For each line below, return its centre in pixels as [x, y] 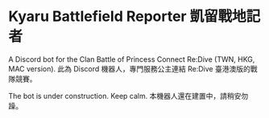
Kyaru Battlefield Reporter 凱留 [114, 16]
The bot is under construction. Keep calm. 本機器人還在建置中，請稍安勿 [128, 96]
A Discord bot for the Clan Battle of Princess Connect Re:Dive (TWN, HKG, [132, 59]
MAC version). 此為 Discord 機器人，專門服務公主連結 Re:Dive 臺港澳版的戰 [133, 68]
